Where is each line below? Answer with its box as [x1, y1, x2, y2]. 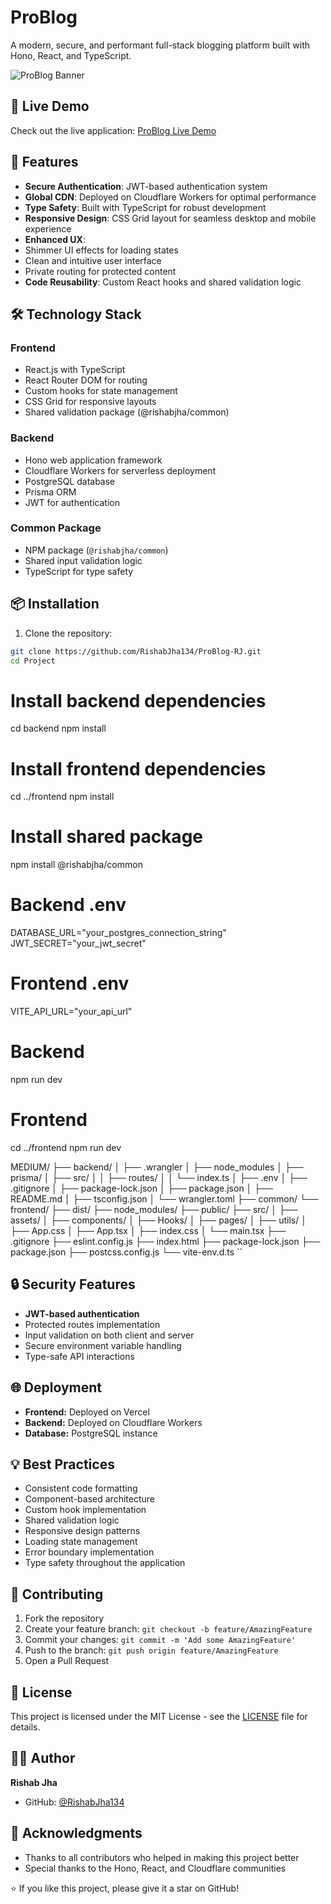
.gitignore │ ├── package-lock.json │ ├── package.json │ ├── [10, 1182, 274, 1194]
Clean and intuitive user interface [24, 254, 162, 266]
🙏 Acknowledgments [10, 1825, 143, 1842]
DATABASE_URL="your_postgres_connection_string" [10, 927, 227, 939]
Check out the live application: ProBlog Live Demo [10, 124, 217, 136]
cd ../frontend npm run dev [10, 1141, 122, 1153]
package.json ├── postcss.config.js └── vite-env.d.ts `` [10, 1246, 243, 1258]
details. [10, 1721, 41, 1733]
